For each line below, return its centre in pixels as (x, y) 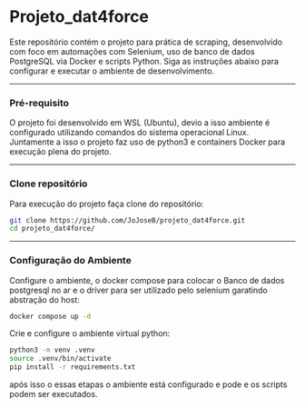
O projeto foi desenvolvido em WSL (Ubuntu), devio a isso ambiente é (140, 123)
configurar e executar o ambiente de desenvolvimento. (112, 71)
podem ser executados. (54, 394)
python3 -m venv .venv (52, 350)
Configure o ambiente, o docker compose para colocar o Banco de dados (147, 280)
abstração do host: (44, 299)
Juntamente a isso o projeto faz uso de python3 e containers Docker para (148, 142)
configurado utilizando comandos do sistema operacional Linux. (129, 133)
